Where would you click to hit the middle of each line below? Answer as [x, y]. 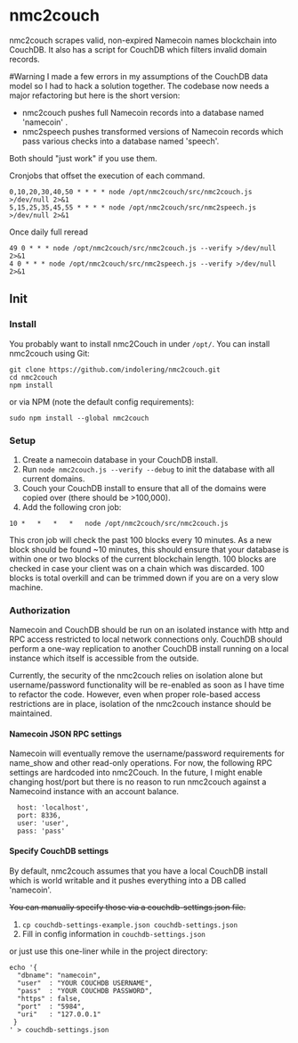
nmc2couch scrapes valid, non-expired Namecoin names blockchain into [143, 40]
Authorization [40, 610]
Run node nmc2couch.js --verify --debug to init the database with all [149, 469]
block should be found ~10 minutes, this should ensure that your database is [149, 549]
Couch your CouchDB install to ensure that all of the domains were [144, 488]
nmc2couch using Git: [50, 353]
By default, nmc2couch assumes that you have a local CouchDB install [139, 871]
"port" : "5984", [52, 1006]
